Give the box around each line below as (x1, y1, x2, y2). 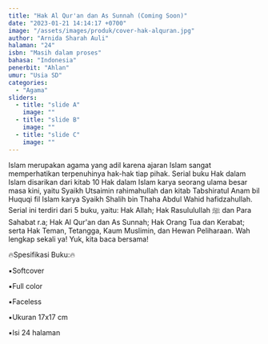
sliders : (8, 94, 38, 102)
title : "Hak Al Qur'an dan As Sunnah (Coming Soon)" (8, 11, 188, 20)
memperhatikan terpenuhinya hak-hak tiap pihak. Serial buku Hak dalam (8, 169, 246, 178)
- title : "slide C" (15, 130, 81, 138)
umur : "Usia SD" (8, 71, 62, 79)
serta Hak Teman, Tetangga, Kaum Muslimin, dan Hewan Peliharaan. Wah (8, 226, 250, 235)
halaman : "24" (8, 42, 56, 50)
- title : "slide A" (15, 101, 81, 109)
